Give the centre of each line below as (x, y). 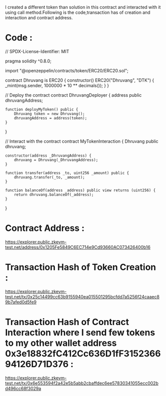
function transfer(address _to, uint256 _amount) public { (67, 173)
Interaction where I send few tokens (80, 333)
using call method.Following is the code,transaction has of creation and (78, 12)
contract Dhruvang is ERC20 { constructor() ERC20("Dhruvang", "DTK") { (80, 80)
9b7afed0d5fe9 (21, 302)
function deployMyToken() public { (42, 109)
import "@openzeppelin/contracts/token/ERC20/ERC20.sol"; (67, 70)
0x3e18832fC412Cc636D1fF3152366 (83, 353)
